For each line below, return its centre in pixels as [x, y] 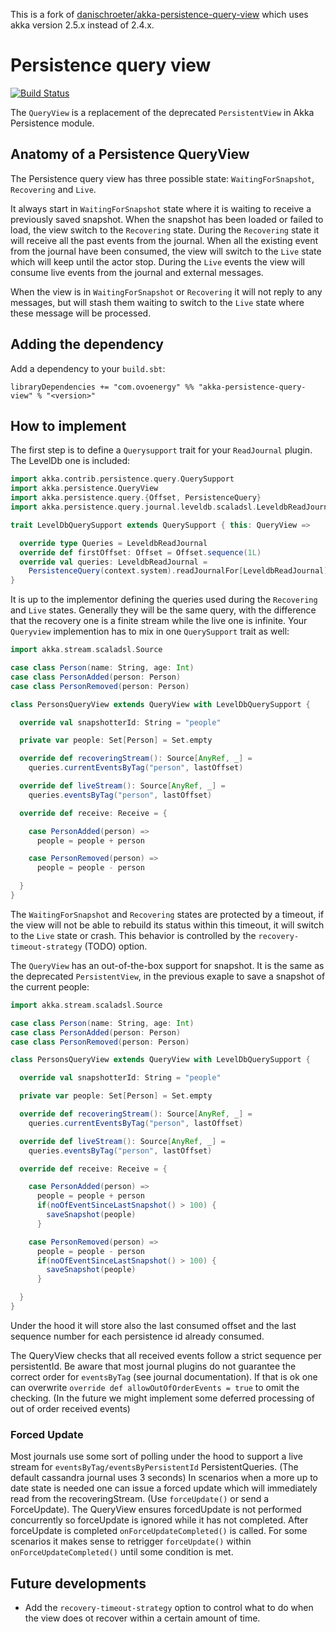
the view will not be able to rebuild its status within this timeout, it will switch [167, 925]
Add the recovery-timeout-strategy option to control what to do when [169, 1607]
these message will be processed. [81, 313]
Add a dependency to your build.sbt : [88, 368]
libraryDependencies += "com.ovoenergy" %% [102, 387]
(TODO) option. [116, 946]
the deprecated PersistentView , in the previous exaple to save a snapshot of [168, 976]
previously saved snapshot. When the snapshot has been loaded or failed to [167, 219]
